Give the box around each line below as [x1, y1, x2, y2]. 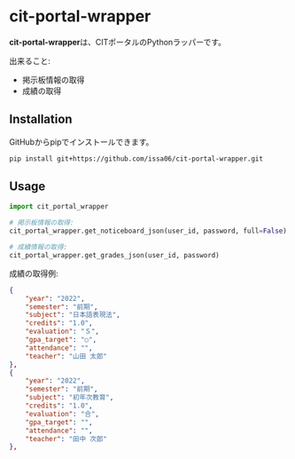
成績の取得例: [9, 268, 59, 279]
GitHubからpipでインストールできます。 [9, 136, 154, 147]
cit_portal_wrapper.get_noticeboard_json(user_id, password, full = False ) [9, 226, 288, 236]
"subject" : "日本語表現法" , [25, 311, 121, 320]
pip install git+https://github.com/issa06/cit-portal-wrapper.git [9, 154, 264, 163]
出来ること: [9, 55, 51, 66]
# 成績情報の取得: [9, 242, 68, 252]
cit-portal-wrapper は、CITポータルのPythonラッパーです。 [9, 36, 227, 47]
